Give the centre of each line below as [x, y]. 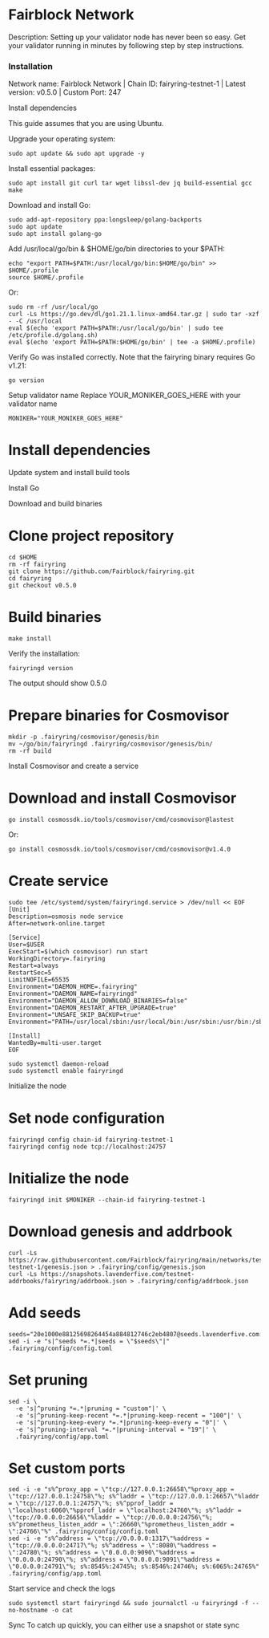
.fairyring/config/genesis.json [151, 1267]
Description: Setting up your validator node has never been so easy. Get [127, 37]
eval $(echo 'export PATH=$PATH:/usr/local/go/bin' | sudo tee [116, 328]
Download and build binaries [55, 504]
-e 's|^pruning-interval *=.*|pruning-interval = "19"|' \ [116, 1429]
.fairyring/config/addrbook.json [193, 1281]
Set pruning [48, 1380]
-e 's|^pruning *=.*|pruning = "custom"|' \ [91, 1408]
